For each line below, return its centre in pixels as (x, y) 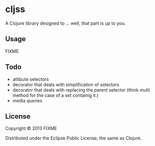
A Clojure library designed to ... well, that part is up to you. (65, 23)
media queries (27, 100)
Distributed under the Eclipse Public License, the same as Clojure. (73, 138)
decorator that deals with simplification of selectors (66, 85)
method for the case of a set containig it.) (56, 95)
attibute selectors (31, 79)
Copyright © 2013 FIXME (31, 128)
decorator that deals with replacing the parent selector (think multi (81, 90)
